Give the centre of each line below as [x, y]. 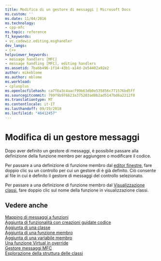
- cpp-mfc [15, 28]
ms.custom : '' [19, 14]
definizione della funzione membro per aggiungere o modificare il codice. [78, 156]
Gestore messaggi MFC [29, 248]
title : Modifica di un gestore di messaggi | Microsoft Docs [68, 9]
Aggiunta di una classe [28, 227]
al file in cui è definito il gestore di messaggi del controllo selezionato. [74, 176]
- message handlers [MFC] [31, 59]
